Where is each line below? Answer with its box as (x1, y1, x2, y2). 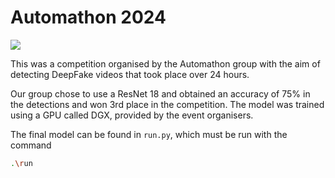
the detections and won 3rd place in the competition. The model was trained (10, 98, 325, 110)
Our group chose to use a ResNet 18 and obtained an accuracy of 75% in (10, 87, 311, 100)
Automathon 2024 (10, 6, 167, 29)
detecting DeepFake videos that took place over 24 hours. (10, 68, 250, 80)
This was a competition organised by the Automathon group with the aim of (10, 57, 321, 70)
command (10, 139, 52, 151)
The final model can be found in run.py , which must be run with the (10, 128, 288, 140)
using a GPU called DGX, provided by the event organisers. (10, 109, 254, 121)
